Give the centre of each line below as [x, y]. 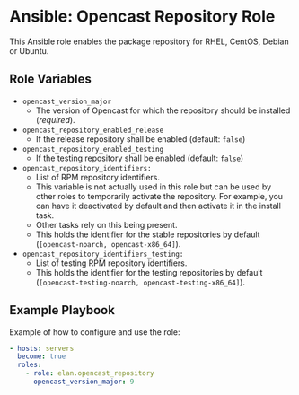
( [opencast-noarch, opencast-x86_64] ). [108, 243]
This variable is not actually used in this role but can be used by [154, 187]
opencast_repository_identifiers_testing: [103, 254]
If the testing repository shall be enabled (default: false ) [140, 158]
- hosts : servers [42, 348]
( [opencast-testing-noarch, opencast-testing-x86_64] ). [140, 282]
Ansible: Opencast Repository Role [142, 17]
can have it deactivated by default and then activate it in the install [158, 206]
